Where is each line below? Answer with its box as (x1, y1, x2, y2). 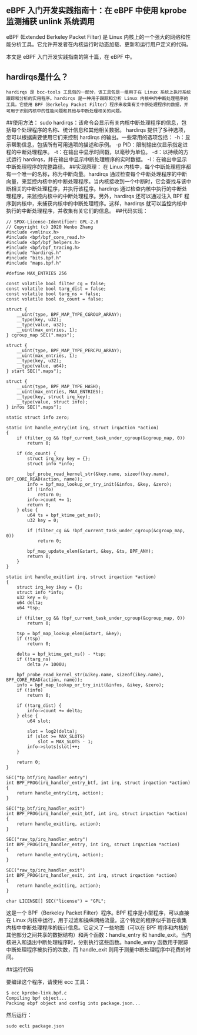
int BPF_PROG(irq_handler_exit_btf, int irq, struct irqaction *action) (6, 810, 188, 816)
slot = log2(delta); (27, 728, 78, 734)
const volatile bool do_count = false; (6, 296, 104, 302)
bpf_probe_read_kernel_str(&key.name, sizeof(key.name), (27, 471, 169, 477)
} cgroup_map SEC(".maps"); (6, 332, 75, 338)
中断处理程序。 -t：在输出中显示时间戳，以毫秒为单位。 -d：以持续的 (16, 148, 183, 155)
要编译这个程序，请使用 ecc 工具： (6, 978, 91, 985)
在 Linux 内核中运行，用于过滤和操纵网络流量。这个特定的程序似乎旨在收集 (6, 916, 187, 923)
